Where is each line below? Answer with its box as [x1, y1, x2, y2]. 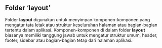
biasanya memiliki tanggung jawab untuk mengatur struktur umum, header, [5, 32, 158, 38]
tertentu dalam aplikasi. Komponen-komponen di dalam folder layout [5, 27, 146, 33]
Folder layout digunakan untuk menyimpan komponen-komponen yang [5, 16, 150, 22]
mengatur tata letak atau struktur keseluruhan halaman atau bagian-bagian [5, 22, 158, 28]
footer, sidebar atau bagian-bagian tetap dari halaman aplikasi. [5, 37, 133, 43]
